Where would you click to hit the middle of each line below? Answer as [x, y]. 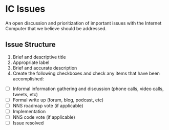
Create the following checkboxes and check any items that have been [86, 73]
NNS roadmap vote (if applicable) [48, 105]
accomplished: [28, 79]
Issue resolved [28, 123]
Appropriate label [31, 62]
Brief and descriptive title [39, 57]
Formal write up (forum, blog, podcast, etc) [58, 100]
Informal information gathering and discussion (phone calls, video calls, [88, 89]
